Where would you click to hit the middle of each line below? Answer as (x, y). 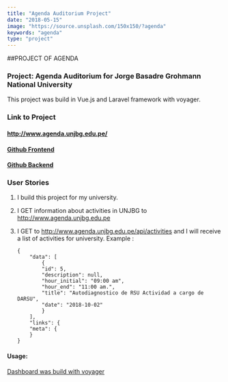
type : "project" (30, 39)
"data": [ (43, 257)
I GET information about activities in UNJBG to (82, 211)
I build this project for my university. (67, 198)
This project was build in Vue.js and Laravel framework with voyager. (104, 99)
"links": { (45, 323)
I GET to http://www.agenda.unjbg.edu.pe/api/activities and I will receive (119, 231)
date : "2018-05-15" (35, 20)
